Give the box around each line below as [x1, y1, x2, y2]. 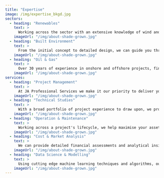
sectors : [5, 16, 23, 21]
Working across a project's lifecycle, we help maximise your [18, 125, 147, 130]
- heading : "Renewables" [9, 20, 60, 26]
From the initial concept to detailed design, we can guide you [18, 48, 152, 53]
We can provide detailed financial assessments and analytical [18, 143, 150, 148]
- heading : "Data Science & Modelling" [9, 152, 91, 157]
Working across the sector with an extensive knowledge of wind [18, 30, 152, 35]
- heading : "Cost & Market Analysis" [9, 134, 86, 139]
